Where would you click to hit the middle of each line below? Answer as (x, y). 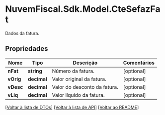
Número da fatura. (73, 71)
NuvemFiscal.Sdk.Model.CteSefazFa (83, 9)
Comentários (139, 63)
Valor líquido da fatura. (78, 95)
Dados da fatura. (22, 33)
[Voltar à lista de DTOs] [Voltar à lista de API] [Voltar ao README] (72, 107)
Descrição (85, 63)
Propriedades (27, 49)
